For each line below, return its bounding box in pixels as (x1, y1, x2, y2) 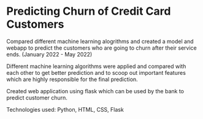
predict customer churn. (6, 94, 67, 101)
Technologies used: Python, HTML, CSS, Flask (6, 106, 124, 113)
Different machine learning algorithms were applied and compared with (6, 63, 186, 70)
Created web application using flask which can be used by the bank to (6, 87, 184, 94)
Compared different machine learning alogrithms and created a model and (6, 37, 194, 45)
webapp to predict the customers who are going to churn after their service (6, 44, 197, 52)
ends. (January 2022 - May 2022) (6, 50, 93, 58)
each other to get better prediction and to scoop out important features (6, 69, 186, 76)
